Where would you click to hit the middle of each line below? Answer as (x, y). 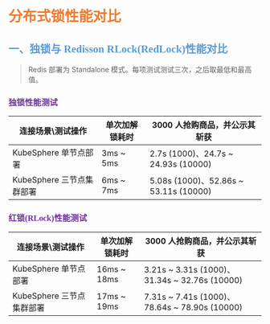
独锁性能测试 (33, 103)
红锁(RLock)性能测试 (48, 218)
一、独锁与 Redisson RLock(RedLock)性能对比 (118, 49)
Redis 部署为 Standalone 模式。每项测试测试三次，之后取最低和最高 (140, 70)
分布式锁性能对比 (65, 17)
